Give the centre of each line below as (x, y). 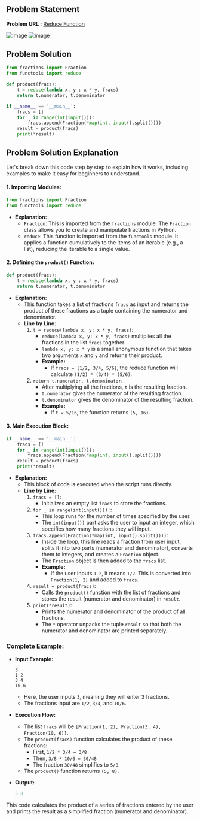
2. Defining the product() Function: (50, 262)
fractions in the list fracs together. (84, 342)
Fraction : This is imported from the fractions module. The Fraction (107, 223)
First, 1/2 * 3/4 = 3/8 (60, 752)
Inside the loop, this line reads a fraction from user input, (111, 542)
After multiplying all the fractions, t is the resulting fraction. (114, 387)
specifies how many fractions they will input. (96, 529)
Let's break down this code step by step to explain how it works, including (97, 167)
